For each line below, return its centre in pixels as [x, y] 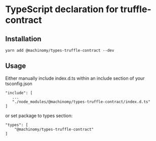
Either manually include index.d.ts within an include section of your [75, 78]
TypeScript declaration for [62, 9]
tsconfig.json [19, 83]
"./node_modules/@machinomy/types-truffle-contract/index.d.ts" [81, 102]
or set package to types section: [39, 116]
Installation [23, 39]
